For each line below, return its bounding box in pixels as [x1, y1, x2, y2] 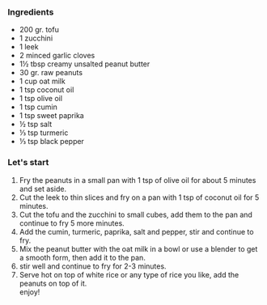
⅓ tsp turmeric [19, 128, 69, 138]
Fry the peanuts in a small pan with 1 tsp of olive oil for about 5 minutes [19, 175, 256, 184]
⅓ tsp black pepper [19, 137, 84, 146]
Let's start [7, 157, 49, 168]
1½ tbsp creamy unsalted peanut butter [19, 59, 150, 69]
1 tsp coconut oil [19, 85, 74, 95]
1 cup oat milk [19, 76, 66, 87]
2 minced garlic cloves [19, 51, 95, 61]
